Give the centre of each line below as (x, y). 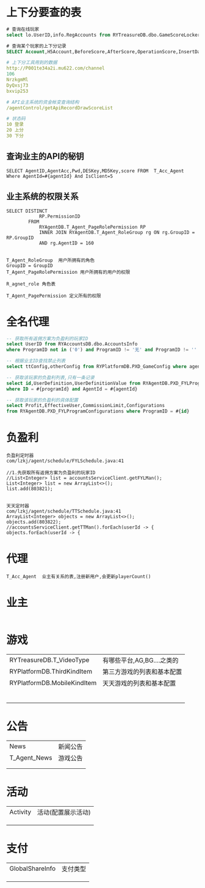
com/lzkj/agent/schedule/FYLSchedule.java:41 (65, 461)
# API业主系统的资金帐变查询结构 (43, 102)
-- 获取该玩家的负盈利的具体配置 (42, 400)
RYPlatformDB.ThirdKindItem (51, 671)
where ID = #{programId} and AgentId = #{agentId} (72, 389)
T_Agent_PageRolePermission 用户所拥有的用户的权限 (68, 272)
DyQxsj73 (17, 85)
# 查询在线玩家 (23, 29)
